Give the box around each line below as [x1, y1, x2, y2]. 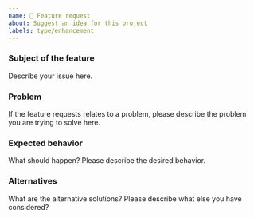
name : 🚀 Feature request [8, 11, 91, 20]
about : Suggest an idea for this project [8, 19, 148, 27]
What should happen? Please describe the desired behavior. [8, 156, 206, 165]
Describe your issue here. [8, 71, 93, 81]
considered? [8, 202, 49, 212]
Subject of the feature [8, 53, 95, 64]
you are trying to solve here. [8, 117, 101, 127]
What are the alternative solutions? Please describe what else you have [8, 193, 242, 204]
